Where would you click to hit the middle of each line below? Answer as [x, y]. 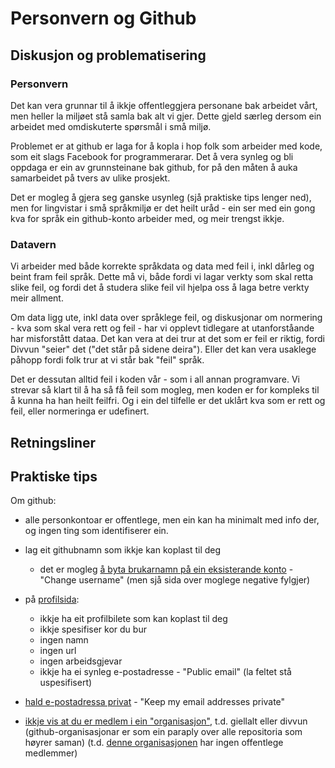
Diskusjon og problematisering [108, 55]
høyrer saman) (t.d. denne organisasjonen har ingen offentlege [154, 743]
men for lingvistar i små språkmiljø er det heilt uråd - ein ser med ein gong [163, 208]
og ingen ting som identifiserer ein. [96, 531]
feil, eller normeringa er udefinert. [80, 411]
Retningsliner [53, 442]
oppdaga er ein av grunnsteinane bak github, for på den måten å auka [154, 167]
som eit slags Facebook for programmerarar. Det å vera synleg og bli [152, 156]
